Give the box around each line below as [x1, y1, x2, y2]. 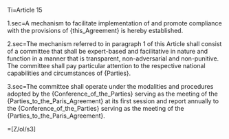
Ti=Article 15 [7, 6, 43, 14]
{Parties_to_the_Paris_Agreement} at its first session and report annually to [7, 97, 219, 105]
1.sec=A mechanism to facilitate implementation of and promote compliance [7, 19, 222, 27]
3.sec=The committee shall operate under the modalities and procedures [7, 83, 214, 90]
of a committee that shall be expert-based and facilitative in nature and [7, 47, 208, 55]
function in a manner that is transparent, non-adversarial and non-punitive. [7, 54, 219, 63]
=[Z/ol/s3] [7, 125, 36, 133]
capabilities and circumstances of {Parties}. [7, 69, 131, 77]
